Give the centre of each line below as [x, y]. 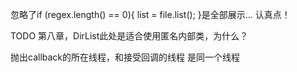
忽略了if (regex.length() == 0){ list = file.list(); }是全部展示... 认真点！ [150, 14]
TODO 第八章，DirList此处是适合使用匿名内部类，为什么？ [129, 36]
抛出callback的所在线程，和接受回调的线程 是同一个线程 [125, 57]
